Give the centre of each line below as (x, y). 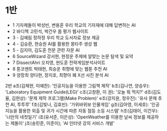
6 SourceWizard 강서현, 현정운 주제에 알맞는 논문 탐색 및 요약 (73, 56)
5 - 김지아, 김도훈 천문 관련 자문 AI (46, 50)
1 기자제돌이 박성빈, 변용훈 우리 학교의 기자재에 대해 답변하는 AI (74, 25)
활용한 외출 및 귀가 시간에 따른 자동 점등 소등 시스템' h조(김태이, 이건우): (88, 110)
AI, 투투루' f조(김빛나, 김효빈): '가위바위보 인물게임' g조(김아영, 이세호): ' (81, 104)
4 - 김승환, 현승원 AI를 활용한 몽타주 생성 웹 (55, 43)
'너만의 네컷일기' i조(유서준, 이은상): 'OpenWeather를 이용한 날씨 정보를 (75, 117)
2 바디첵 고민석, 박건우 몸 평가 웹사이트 (50, 31)
